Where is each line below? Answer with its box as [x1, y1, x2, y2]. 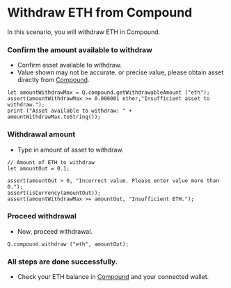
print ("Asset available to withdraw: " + [7, 107, 132, 115]
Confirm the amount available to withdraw [7, 45, 153, 54]
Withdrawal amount [7, 129, 76, 139]
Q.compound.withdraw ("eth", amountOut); [7, 241, 129, 248]
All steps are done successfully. [7, 257, 118, 266]
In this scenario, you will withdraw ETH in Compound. [7, 27, 161, 36]
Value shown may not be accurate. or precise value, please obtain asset [17, 68, 224, 77]
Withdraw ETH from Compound [7, 5, 193, 21]
